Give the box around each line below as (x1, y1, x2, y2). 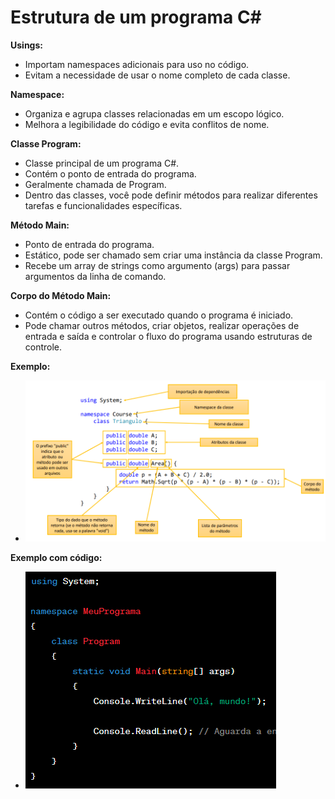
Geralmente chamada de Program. (24, 178, 167, 190)
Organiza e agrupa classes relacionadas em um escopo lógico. (24, 107, 285, 120)
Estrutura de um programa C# (10, 6, 262, 29)
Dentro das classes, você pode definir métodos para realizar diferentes (24, 189, 318, 201)
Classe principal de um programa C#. (24, 157, 180, 169)
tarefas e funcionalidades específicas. (24, 199, 183, 211)
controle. (24, 341, 63, 353)
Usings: (10, 39, 43, 51)
